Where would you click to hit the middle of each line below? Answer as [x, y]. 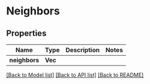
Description [83, 50]
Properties [26, 33]
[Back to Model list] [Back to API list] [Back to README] [75, 75]
